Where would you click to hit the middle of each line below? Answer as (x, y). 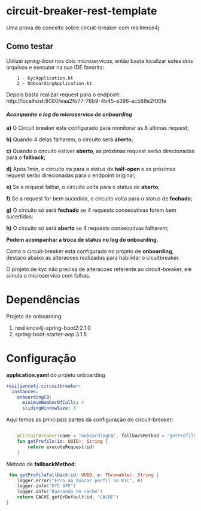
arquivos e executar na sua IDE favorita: (55, 67)
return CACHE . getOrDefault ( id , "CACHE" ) (68, 497)
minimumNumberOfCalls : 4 (53, 403)
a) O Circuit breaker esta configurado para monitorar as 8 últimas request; (98, 127)
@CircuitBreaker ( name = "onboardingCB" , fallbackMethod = (91, 436)
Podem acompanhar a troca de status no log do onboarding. (82, 239)
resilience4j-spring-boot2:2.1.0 (53, 328)
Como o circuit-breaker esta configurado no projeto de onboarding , (90, 251)
